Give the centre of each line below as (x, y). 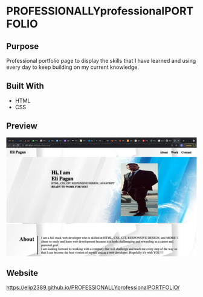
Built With (25, 86)
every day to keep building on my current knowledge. (73, 67)
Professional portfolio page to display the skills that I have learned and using (101, 61)
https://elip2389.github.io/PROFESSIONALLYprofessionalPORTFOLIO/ (93, 287)
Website (22, 273)
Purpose (23, 46)
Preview (22, 126)
